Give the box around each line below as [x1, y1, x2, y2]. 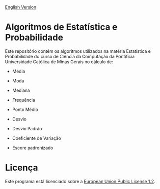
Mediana [12, 87, 30, 93]
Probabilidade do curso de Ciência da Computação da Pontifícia [5, 53, 135, 59]
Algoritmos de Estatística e [5, 22, 118, 33]
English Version [5, 4, 37, 10]
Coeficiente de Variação [12, 135, 61, 141]
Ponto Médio [12, 106, 38, 113]
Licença [5, 162, 38, 173]
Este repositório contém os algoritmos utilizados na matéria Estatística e [5, 48, 151, 54]
